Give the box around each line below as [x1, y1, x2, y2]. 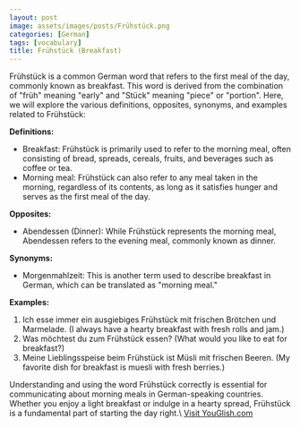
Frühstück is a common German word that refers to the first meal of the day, [9, 71, 290, 81]
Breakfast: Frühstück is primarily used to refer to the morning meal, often [21, 144, 291, 155]
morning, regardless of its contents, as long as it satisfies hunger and [21, 182, 279, 192]
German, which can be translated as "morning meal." [21, 279, 218, 291]
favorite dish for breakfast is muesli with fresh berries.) [21, 362, 226, 372]
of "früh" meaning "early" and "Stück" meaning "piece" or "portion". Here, [9, 90, 284, 101]
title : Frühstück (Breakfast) [9, 47, 123, 56]
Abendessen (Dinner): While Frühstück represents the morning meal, [21, 226, 277, 237]
